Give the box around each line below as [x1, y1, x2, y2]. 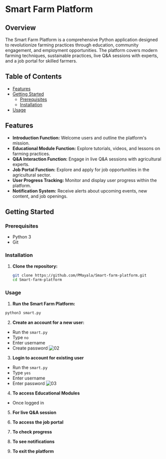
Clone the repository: [12, 263, 58, 269]
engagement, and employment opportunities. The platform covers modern [5, 47, 158, 53]
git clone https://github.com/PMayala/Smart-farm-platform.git [12, 272, 147, 278]
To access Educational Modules [12, 390, 80, 396]
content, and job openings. [12, 193, 68, 199]
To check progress [12, 428, 52, 434]
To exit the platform [12, 448, 54, 454]
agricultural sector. [12, 171, 51, 178]
